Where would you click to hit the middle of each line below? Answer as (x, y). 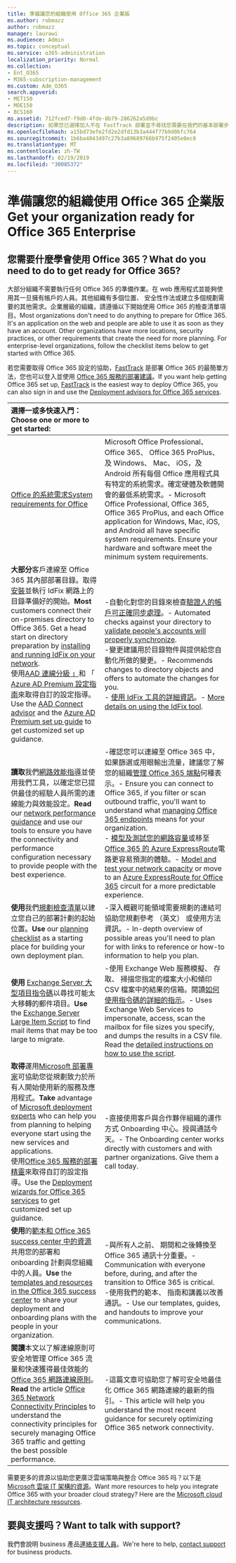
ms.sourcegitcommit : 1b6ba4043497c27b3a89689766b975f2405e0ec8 (102, 138)
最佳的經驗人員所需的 (53, 793)
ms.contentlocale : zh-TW (44, 151)
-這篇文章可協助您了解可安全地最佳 (163, 1379)
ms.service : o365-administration (56, 54)
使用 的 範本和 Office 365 (51, 1231)
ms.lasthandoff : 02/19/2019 (48, 158)
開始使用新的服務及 (57, 1087)
